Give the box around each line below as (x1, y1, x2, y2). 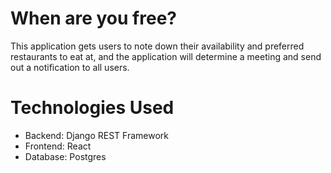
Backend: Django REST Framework (24, 129, 169, 141)
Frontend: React (24, 140, 92, 152)
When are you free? (10, 7, 177, 30)
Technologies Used (10, 97, 175, 119)
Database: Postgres (24, 150, 107, 162)
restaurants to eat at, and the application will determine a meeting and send (10, 50, 322, 62)
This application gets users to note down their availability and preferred (10, 40, 305, 52)
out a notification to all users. (10, 61, 130, 73)
